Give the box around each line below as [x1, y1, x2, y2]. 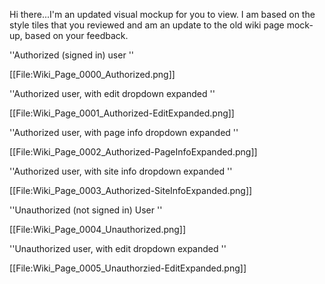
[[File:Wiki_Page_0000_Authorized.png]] [9, 69, 176, 80]
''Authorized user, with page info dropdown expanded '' [9, 127, 239, 138]
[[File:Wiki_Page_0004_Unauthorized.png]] [9, 224, 187, 235]
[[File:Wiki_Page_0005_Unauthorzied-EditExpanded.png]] [9, 262, 247, 274]
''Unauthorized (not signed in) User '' [9, 204, 163, 216]
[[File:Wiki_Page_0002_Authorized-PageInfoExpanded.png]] [9, 146, 258, 158]
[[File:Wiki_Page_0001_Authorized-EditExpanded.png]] [9, 107, 235, 119]
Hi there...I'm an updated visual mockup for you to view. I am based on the [9, 9, 316, 20]
